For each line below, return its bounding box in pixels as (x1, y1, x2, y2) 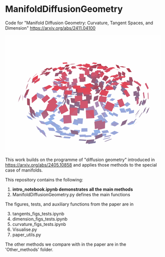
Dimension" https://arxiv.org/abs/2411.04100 (5, 25, 96, 31)
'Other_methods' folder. (5, 246, 53, 253)
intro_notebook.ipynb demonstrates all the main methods (12, 186, 133, 192)
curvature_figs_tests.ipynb (12, 221, 66, 227)
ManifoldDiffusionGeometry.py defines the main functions (12, 191, 130, 197)
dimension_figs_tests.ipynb (12, 216, 68, 222)
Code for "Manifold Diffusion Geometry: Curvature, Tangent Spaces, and (5, 20, 153, 26)
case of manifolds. (5, 167, 43, 173)
